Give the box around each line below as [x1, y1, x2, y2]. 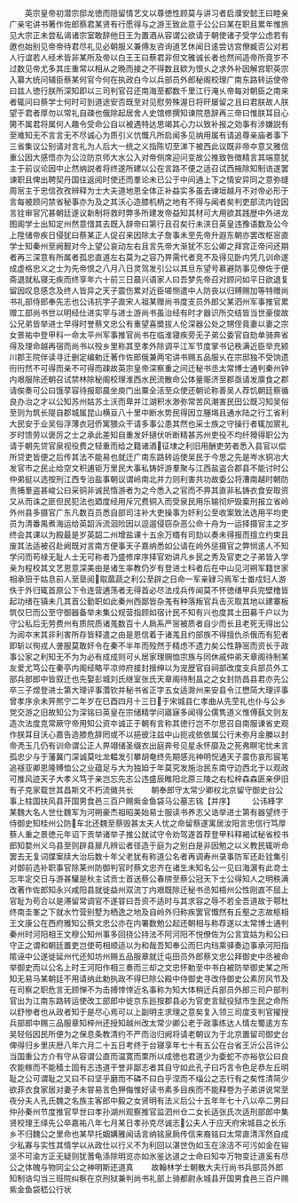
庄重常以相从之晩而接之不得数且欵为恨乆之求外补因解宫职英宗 [63, 63, 289, 74]
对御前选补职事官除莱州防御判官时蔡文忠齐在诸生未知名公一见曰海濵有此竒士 [9, 862, 289, 873]
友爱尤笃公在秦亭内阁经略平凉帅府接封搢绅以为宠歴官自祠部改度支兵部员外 [9, 662, 281, 673]
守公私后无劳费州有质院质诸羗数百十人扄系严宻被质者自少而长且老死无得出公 [9, 618, 289, 629]
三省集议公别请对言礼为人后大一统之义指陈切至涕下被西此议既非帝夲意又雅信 [9, 141, 289, 151]
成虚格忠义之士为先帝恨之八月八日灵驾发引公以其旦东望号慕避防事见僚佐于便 [9, 263, 289, 273]
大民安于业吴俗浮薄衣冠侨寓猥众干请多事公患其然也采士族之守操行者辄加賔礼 [9, 418, 289, 429]
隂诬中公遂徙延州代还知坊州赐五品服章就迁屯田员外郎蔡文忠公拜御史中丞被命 [9, 951, 289, 962]
